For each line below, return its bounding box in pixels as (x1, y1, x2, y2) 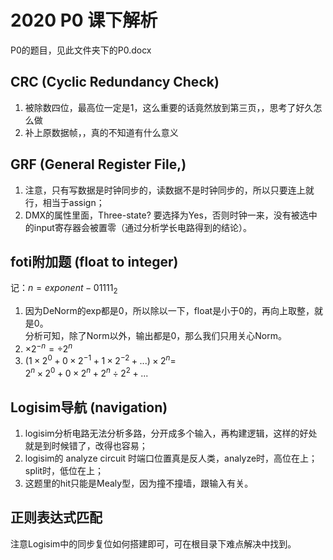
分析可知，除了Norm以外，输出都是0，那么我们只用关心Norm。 (24, 330, 288, 342)
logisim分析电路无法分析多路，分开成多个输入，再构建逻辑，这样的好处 (24, 427, 318, 439)
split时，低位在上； (24, 464, 105, 476)
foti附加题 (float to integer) (10, 253, 179, 270)
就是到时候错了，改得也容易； (24, 439, 148, 451)
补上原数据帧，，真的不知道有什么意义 (24, 126, 179, 138)
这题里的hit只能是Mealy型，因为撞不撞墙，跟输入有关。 (24, 477, 254, 489)
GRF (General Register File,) (10, 156, 187, 173)
